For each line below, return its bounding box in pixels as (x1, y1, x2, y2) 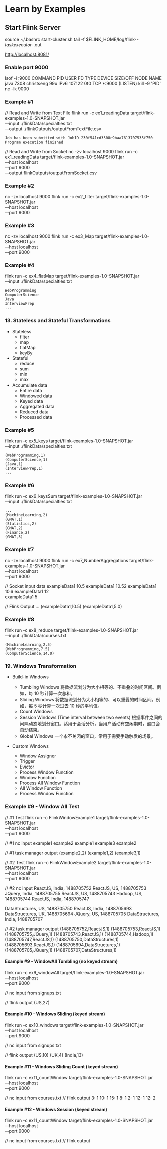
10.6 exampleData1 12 (5, 588, 49, 594)
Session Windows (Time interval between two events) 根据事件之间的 (19, 714, 163, 721)
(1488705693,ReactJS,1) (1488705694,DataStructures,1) (5, 942, 121, 948)
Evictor (19, 764, 35, 770)
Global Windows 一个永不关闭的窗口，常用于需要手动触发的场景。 (19, 733, 156, 739)
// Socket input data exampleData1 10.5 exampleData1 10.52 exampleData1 (5, 583, 157, 589)
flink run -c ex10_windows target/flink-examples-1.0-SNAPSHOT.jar (5, 1022, 144, 1028)
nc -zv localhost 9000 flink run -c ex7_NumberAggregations (5, 557, 129, 563)
